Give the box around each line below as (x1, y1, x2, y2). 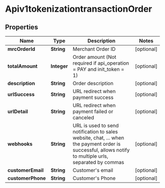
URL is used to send (73, 122, 119, 129)
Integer (51, 63, 68, 70)
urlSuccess (7, 91, 35, 97)
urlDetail (7, 108, 28, 115)
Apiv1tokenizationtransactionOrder (5, 3, 152, 15)
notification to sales (73, 128, 118, 135)
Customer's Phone (73, 175, 116, 182)
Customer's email (73, 167, 113, 173)
